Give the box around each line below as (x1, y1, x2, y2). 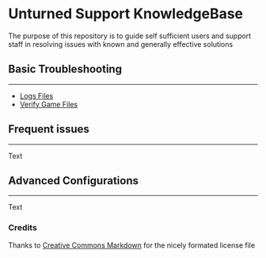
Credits (8, 222, 37, 233)
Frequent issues (8, 122, 89, 136)
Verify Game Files (19, 99, 78, 109)
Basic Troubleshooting (8, 63, 123, 76)
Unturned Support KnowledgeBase (8, 5, 244, 23)
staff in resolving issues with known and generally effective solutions (8, 39, 234, 48)
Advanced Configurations (8, 174, 139, 187)
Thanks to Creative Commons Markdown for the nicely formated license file (8, 240, 256, 250)
